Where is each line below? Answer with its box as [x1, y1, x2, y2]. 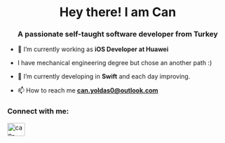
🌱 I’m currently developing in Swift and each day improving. [17, 72, 191, 81]
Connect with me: [7, 107, 69, 116]
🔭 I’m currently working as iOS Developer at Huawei [17, 45, 169, 53]
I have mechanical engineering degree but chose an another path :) [17, 59, 212, 67]
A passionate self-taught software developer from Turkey [17, 29, 219, 39]
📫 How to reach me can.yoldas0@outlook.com [17, 86, 159, 95]
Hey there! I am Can [59, 4, 177, 20]
